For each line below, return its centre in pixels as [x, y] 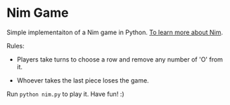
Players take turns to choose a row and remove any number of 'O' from [120, 59]
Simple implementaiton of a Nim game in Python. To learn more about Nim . [115, 32]
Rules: [16, 45]
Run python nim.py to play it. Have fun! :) [65, 94]
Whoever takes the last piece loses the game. [83, 80]
